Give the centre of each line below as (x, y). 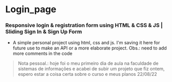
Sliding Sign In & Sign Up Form (44, 32)
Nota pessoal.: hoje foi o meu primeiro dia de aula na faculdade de (88, 63)
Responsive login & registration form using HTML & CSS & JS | (84, 25)
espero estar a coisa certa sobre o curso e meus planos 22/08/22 (88, 74)
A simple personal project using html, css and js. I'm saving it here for (86, 43)
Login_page (31, 9)
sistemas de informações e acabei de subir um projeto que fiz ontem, (91, 69)
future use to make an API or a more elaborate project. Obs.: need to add (90, 48)
